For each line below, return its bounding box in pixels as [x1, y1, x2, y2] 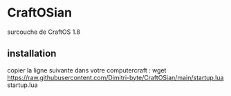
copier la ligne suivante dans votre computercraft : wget [7, 66, 167, 74]
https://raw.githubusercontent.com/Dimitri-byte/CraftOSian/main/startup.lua [7, 73, 224, 81]
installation [7, 48, 57, 59]
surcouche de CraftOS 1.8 [7, 28, 81, 36]
